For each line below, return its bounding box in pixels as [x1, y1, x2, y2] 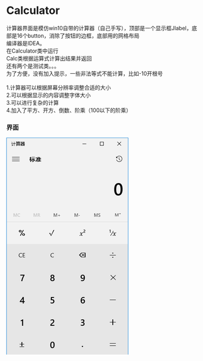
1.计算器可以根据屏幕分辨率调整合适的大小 [6, 84, 111, 91]
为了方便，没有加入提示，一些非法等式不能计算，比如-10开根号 [6, 70, 163, 77]
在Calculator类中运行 [6, 47, 59, 55]
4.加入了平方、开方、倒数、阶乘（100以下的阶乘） [6, 107, 131, 114]
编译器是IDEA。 [6, 39, 45, 47]
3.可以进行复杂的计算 [6, 99, 59, 106]
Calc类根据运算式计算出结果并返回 [6, 55, 92, 62]
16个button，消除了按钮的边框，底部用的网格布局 [16, 31, 139, 39]
